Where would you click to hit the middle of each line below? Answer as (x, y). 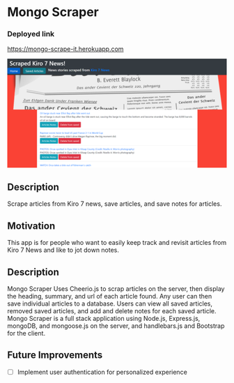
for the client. (26, 333)
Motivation (31, 226)
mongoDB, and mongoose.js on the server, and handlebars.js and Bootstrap (116, 326)
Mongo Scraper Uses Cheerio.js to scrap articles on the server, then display (116, 288)
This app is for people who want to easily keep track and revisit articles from (117, 243)
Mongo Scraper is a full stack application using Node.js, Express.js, (104, 318)
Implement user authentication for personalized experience (102, 372)
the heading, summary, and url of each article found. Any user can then (110, 296)
